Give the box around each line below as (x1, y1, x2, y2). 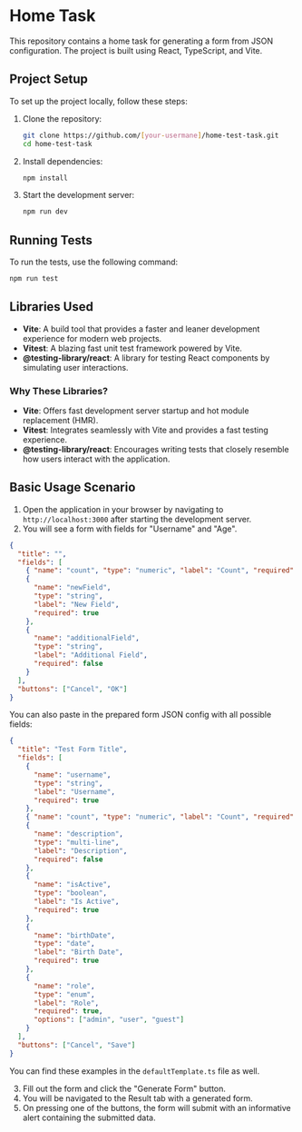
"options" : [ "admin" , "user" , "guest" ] (33, 1015, 184, 1025)
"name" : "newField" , (33, 583, 112, 592)
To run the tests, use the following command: (9, 256, 179, 268)
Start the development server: (22, 190, 135, 201)
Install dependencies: (22, 155, 103, 166)
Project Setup (9, 72, 89, 87)
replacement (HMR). (22, 415, 99, 426)
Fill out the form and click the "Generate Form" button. (22, 1083, 227, 1094)
